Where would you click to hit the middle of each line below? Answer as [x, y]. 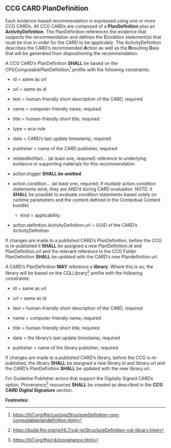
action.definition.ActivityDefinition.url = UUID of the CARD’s [75, 225]
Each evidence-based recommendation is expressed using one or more [80, 20]
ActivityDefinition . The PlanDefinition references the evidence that [76, 31]
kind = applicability [40, 215]
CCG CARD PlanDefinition [47, 8]
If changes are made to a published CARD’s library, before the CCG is [78, 358]
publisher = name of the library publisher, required [65, 348]
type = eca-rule [29, 129]
